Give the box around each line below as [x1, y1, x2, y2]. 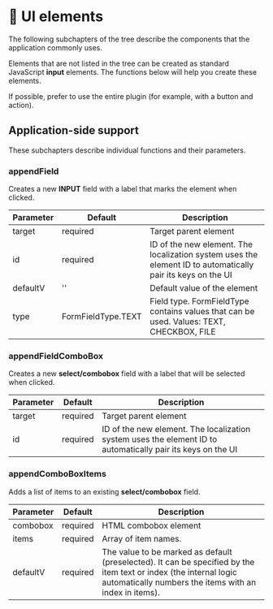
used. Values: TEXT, [149, 316, 226, 327]
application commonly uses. [8, 42, 103, 52]
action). [8, 100, 34, 110]
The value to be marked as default [102, 546, 233, 557]
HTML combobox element [102, 520, 201, 531]
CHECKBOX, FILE [149, 326, 216, 338]
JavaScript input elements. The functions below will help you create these [8, 67, 258, 76]
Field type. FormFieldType [149, 296, 249, 307]
